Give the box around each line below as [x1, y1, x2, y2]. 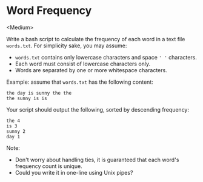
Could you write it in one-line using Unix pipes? [15, 169, 133, 176]
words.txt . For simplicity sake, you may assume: [6, 42, 127, 49]
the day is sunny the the [6, 90, 72, 96]
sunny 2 [6, 128, 26, 134]
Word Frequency [6, 4, 92, 18]
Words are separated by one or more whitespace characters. [15, 66, 168, 73]
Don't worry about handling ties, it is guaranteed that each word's [15, 156, 179, 163]
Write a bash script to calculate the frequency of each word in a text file [6, 35, 185, 42]
